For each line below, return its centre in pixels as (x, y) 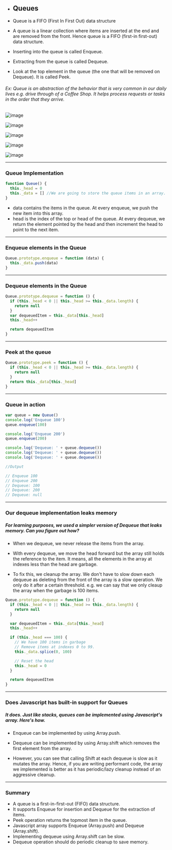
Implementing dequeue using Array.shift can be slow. (69, 837)
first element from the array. (42, 749)
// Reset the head (34, 661)
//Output (15, 467)
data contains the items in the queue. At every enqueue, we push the (85, 208)
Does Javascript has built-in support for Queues (67, 702)
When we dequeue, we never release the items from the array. (79, 544)
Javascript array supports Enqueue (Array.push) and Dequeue (78, 826)
